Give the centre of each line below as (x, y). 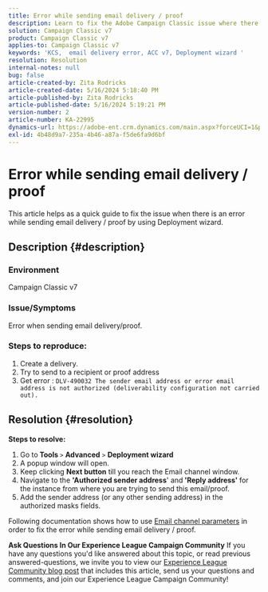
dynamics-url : (32, 127)
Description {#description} (77, 247)
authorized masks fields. (60, 506)
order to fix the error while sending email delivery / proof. (102, 530)
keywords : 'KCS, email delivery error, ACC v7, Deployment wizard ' (126, 53)
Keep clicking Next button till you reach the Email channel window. (130, 471)
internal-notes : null (44, 68)
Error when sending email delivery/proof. (75, 326)
